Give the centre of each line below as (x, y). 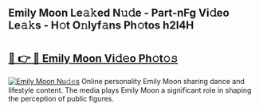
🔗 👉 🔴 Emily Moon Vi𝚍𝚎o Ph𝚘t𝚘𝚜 (93, 58)
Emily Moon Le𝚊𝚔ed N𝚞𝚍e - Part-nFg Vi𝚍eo (119, 13)
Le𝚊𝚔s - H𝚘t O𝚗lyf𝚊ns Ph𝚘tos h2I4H (101, 26)
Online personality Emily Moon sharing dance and (163, 81)
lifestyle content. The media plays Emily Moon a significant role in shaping (130, 90)
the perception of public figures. (61, 99)
